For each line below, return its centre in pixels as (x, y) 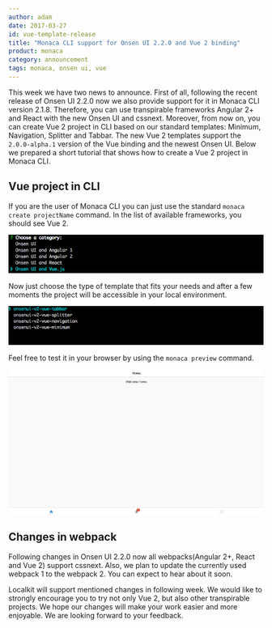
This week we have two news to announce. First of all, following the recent (133, 92)
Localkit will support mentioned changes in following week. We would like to (136, 589)
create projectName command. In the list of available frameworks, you (125, 214)
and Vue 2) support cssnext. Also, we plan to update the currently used (127, 565)
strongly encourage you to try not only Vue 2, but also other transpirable (129, 598)
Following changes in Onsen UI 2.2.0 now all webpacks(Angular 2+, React (132, 556)
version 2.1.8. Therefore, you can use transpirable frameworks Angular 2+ (131, 109)
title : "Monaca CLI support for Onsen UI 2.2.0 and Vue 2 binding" (125, 43)
